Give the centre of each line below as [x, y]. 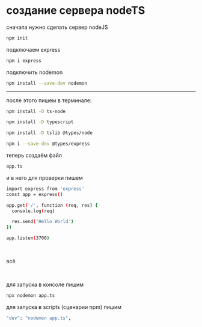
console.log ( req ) [33, 211]
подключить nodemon [35, 72]
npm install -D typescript [40, 122]
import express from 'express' [45, 189]
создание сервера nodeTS [76, 11]
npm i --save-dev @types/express [48, 144]
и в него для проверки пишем [44, 177]
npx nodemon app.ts [31, 296]
